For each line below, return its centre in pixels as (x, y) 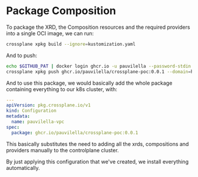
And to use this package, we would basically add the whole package (89, 83)
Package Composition (61, 11)
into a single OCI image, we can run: (50, 33)
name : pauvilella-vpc (38, 122)
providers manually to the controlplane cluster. (62, 150)
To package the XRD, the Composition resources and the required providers (98, 27)
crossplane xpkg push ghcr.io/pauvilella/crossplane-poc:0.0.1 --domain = (99, 72)
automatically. (23, 168)
